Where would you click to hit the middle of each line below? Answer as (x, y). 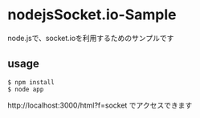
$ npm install (31, 82)
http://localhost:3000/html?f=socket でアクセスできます (100, 105)
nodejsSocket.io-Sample (92, 15)
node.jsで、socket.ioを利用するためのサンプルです (91, 38)
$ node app (26, 89)
